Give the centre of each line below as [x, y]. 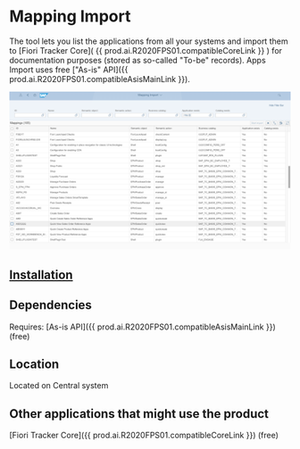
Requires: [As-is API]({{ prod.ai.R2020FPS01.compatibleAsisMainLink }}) [143, 327]
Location [34, 365]
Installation [41, 274]
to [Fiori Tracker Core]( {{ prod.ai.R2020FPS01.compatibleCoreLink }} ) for [146, 50]
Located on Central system [59, 386]
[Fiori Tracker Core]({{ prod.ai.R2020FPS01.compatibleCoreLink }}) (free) [144, 436]
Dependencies [50, 305]
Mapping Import [70, 17]
